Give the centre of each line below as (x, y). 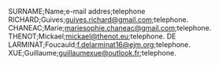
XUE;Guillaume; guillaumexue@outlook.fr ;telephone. (92, 53)
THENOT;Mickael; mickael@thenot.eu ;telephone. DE (92, 36)
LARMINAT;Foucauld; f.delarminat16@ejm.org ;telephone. (99, 45)
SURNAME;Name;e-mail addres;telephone (77, 11)
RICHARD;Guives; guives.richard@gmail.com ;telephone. (98, 20)
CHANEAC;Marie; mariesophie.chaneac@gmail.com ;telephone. (110, 28)
